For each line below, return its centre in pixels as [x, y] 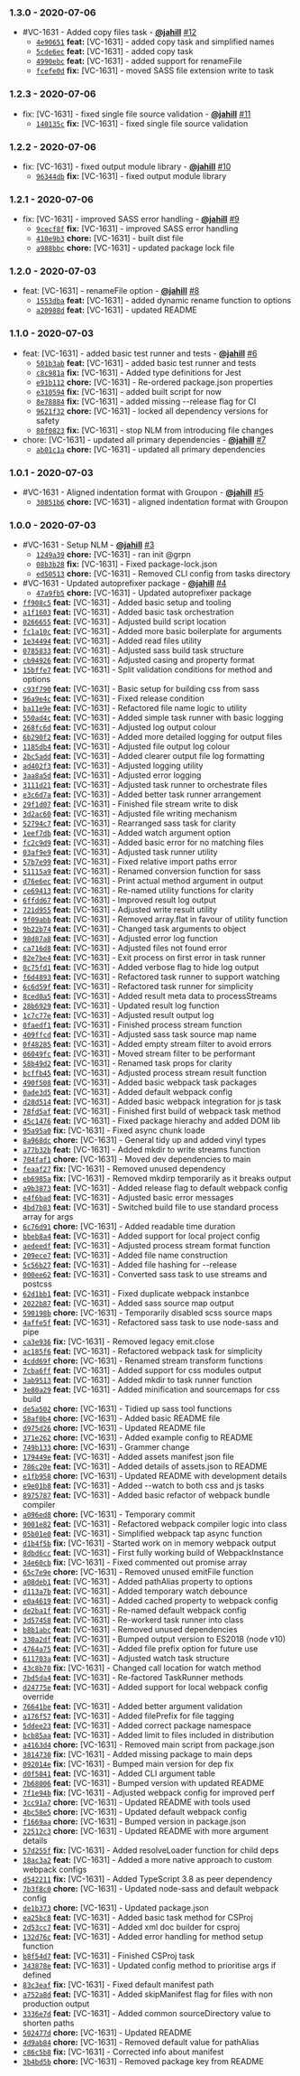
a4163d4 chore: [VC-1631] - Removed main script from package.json [148, 1744]
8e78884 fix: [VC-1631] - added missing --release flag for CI [146, 401]
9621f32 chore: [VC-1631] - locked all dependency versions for [152, 411]
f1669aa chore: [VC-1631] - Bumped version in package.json [134, 1821]
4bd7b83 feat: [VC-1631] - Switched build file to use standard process [150, 1207]
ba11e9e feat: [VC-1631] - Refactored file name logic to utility [135, 708]
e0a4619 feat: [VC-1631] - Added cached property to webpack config [150, 1601]
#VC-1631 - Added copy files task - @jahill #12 [109, 33]
